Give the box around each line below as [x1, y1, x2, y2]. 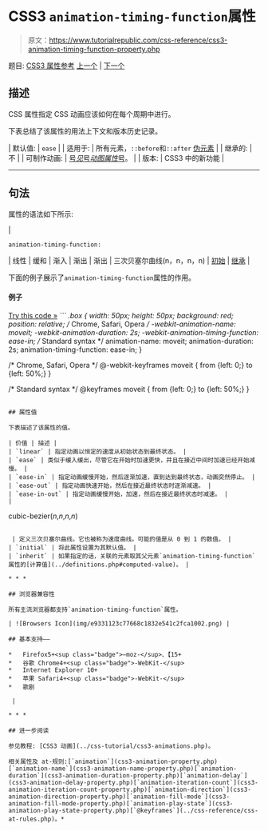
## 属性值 [8, 408, 37, 416]
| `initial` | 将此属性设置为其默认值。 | [8, 543, 137, 552]
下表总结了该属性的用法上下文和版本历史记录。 [8, 126, 162, 136]
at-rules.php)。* [8, 815, 65, 823]
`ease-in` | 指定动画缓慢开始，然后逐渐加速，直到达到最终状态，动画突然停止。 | [15, 473, 256, 481]
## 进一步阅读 [8, 726, 49, 734]
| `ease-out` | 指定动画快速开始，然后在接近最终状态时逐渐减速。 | [8, 481, 212, 489]
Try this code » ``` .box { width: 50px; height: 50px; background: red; [8, 310, 234, 320]
